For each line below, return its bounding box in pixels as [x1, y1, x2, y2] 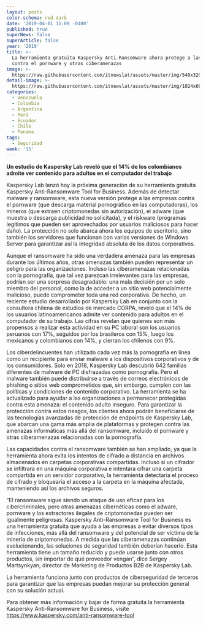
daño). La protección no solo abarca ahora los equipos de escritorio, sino [6, 227, 191, 234]
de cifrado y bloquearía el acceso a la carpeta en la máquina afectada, [6, 478, 185, 485]
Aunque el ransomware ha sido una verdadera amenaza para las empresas [6, 252, 196, 259]
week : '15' [6, 146, 34, 152]
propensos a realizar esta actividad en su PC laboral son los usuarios [6, 324, 181, 331]
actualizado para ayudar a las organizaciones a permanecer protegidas [6, 394, 186, 402]
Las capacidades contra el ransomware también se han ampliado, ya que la [6, 445, 197, 452]
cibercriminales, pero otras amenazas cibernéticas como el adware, [6, 503, 178, 510]
